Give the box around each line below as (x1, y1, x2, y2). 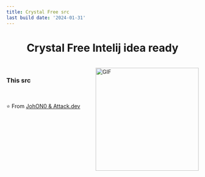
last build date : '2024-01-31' (6, 15, 86, 21)
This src (6, 76, 31, 85)
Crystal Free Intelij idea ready (26, 41, 179, 55)
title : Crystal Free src (6, 9, 70, 15)
